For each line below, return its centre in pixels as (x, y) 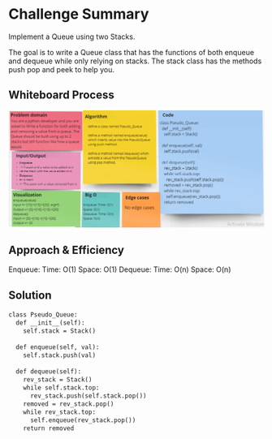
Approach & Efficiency (66, 250)
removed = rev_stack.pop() (69, 404)
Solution (30, 295)
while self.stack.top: (61, 388)
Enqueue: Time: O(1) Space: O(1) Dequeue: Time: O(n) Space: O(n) (120, 269)
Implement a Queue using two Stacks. (72, 37)
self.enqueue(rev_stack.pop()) (83, 420)
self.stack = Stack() (59, 331)
